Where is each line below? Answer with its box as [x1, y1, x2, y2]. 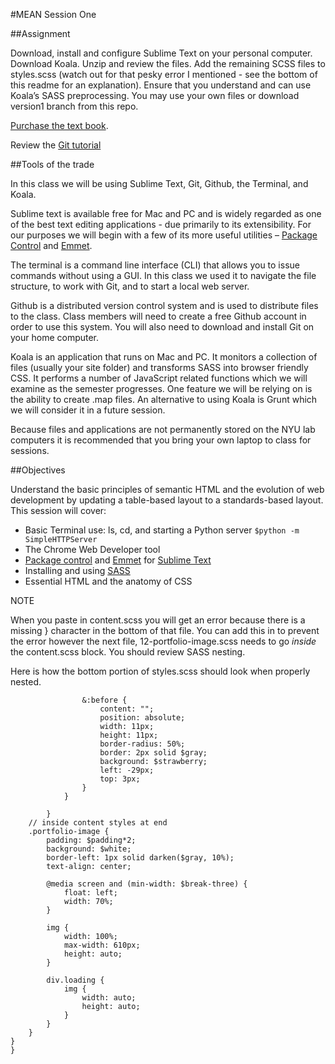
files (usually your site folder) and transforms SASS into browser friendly [10, 362, 309, 373]
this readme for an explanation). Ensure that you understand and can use [10, 79, 312, 91]
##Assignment [10, 28, 71, 39]
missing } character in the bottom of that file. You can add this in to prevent [10, 625, 320, 636]
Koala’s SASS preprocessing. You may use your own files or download [10, 90, 300, 101]
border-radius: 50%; [99, 739, 186, 749]
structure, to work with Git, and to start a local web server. [10, 280, 250, 292]
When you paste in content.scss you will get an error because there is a [10, 614, 306, 626]
